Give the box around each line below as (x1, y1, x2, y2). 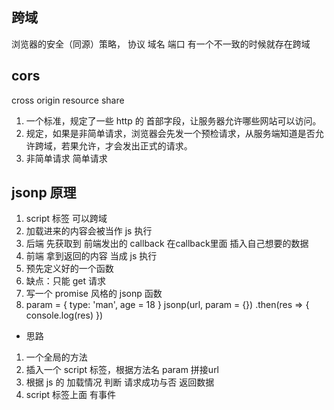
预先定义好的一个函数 (25, 263, 114, 275)
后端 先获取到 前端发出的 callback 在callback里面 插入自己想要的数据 (25, 238, 309, 250)
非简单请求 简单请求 (25, 152, 108, 164)
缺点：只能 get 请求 (25, 275, 106, 287)
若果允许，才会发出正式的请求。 (60, 139, 193, 152)
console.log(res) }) (25, 309, 104, 322)
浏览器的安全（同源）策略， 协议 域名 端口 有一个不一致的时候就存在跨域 (11, 38, 311, 50)
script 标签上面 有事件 (25, 389, 117, 401)
